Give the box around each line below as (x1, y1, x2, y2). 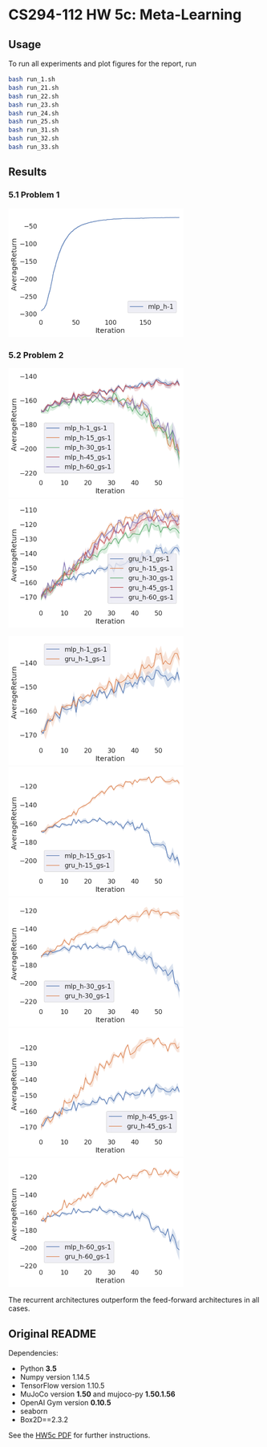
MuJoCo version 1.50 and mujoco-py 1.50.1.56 (19, 1389, 176, 1399)
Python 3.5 (19, 1364, 58, 1373)
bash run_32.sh (8, 135, 59, 143)
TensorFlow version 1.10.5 (19, 1381, 105, 1391)
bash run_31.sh (8, 126, 59, 134)
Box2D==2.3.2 (19, 1415, 68, 1425)
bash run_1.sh (8, 75, 56, 83)
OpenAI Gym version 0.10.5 (19, 1398, 111, 1408)
